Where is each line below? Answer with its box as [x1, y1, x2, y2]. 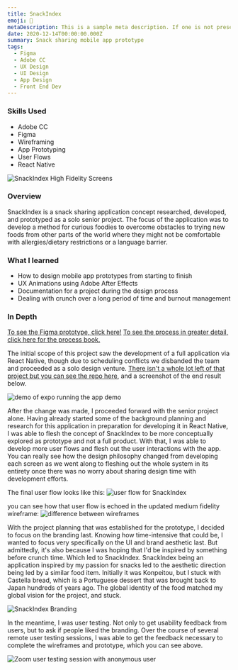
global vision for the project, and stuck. [7, 591, 122, 600]
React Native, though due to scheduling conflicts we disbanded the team [7, 357, 220, 365]
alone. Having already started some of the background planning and [7, 414, 207, 423]
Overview [7, 191, 42, 201]
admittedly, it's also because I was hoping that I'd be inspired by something [7, 546, 227, 554]
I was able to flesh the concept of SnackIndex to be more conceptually [7, 430, 214, 438]
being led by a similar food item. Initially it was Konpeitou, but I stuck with [7, 569, 221, 577]
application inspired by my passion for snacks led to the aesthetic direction [7, 561, 227, 569]
